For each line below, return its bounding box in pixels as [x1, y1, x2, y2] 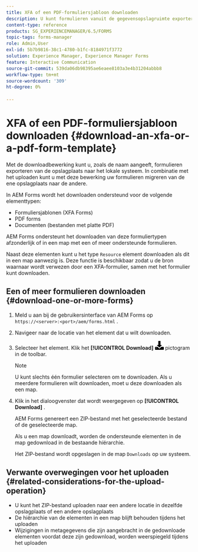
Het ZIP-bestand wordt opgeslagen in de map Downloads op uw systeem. [14, 450, 191, 457]
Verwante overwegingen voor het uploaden [6, 468, 169, 478]
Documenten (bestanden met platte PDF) [14, 221, 115, 228]
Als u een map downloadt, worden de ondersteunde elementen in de [14, 432, 181, 439]
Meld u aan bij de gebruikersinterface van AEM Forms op [14, 311, 153, 318]
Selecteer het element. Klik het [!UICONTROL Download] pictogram [14, 344, 190, 351]
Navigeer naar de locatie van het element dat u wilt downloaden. [14, 329, 172, 336]
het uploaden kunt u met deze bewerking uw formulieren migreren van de [6, 173, 185, 180]
